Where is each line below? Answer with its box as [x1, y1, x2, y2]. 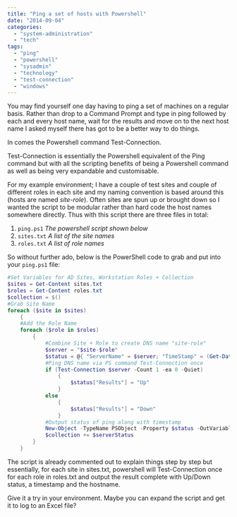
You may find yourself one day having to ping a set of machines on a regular [7, 102, 229, 110]
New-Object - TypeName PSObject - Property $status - [44, 425, 200, 432]
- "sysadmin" [13, 63, 52, 70]
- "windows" [13, 83, 49, 90]
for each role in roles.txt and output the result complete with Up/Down [7, 473, 211, 481]
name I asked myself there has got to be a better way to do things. [7, 124, 200, 133]
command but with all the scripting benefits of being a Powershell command [7, 160, 229, 168]
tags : [7, 43, 23, 50]
